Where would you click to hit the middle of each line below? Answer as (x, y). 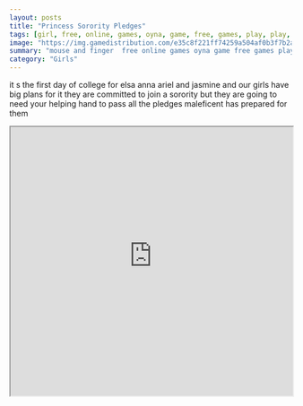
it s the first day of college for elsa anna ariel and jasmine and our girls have (149, 85)
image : (22, 43)
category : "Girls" (43, 59)
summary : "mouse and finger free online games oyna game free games (142, 51)
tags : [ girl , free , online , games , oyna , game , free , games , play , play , (150, 34)
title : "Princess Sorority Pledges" (78, 26)
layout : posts (36, 17)
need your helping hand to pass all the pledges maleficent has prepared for (148, 104)
